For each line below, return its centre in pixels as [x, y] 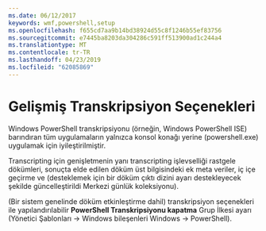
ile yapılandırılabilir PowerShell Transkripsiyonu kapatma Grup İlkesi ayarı [130, 210]
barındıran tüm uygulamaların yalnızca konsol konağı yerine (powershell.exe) [133, 137]
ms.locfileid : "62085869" [51, 67]
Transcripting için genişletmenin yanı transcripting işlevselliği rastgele [122, 160]
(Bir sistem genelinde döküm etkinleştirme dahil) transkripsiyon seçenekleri [131, 201]
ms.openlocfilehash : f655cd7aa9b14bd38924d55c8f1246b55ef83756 [115, 30]
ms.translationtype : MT [48, 45]
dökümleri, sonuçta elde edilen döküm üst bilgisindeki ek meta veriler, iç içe [132, 169]
